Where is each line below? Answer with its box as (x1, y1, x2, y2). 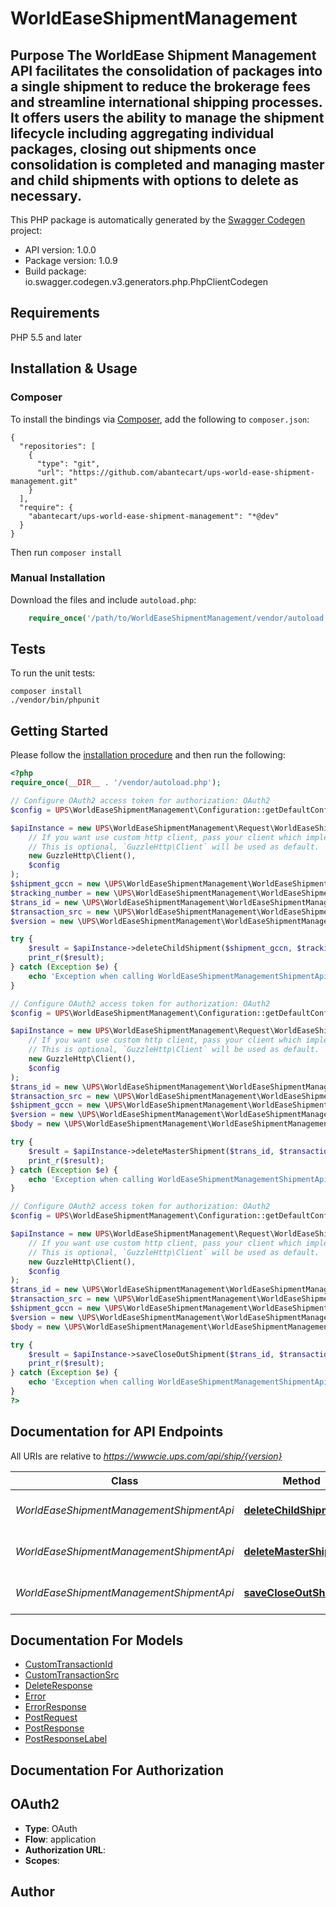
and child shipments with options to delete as (10, 172, 300, 189)
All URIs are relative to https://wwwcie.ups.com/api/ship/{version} (10, 1450, 283, 1462)
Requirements (10, 305, 100, 322)
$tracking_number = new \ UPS (10, 888, 132, 898)
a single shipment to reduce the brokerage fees (10, 78, 311, 95)
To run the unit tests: (10, 667, 96, 679)
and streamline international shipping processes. (10, 93, 323, 111)
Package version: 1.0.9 (24, 255, 118, 266)
